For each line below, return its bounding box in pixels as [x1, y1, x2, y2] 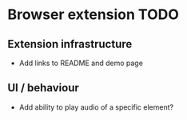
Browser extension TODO [7, 6, 179, 24]
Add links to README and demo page [18, 58, 143, 68]
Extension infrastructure [7, 37, 133, 51]
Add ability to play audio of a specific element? [18, 102, 173, 112]
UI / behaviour [7, 81, 79, 95]
